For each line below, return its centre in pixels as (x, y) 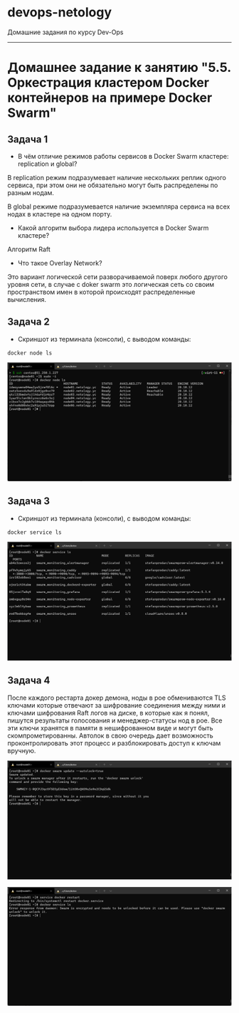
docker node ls (30, 353)
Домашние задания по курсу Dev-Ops (65, 32)
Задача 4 (29, 681)
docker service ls (34, 532)
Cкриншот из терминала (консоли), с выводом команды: (104, 518)
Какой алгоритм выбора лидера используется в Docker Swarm (113, 228)
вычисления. (27, 299)
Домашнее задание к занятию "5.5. (119, 68)
